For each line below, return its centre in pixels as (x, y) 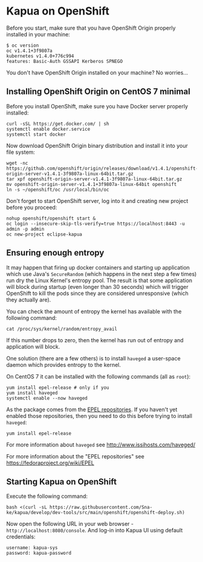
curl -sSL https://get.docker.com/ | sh (58, 124)
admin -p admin (25, 229)
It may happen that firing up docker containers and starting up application (98, 267)
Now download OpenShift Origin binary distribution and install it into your (97, 145)
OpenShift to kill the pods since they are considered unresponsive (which (97, 293)
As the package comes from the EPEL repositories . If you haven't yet (92, 409)
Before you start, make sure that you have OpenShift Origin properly (91, 28)
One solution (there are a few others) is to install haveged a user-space (94, 358)
